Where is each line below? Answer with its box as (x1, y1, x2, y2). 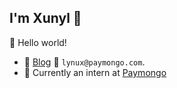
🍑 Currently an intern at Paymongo (23, 66, 167, 78)
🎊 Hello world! (9, 36, 67, 48)
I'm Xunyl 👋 (9, 10, 82, 27)
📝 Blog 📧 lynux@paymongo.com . (23, 56, 146, 68)
